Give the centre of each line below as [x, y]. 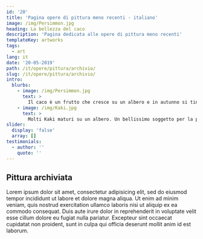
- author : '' [28, 147]
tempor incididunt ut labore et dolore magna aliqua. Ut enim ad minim [92, 198]
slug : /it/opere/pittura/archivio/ [51, 74]
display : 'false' [34, 130]
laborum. [18, 231]
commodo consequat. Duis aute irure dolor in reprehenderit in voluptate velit [101, 211]
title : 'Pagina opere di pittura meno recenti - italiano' [82, 18]
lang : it [17, 57]
